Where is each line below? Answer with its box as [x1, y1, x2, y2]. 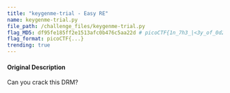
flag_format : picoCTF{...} [7, 36, 84, 42]
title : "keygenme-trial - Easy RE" [7, 10, 109, 17]
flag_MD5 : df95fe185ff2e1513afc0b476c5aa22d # [7, 29, 142, 36]
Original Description [7, 63, 66, 71]
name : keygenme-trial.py [7, 16, 78, 23]
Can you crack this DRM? [7, 78, 79, 86]
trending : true [7, 42, 51, 49]
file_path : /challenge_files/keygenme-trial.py [7, 23, 146, 29]
